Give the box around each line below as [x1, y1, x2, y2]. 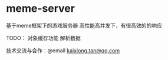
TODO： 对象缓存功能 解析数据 [6, 34, 81, 41]
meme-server [6, 2, 75, 15]
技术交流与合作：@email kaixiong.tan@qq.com [6, 46, 120, 54]
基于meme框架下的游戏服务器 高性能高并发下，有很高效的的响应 [6, 22, 162, 29]
